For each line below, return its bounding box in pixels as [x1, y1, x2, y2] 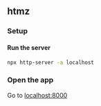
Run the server [7, 43, 50, 51]
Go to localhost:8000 [7, 91, 68, 99]
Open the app [7, 76, 54, 85]
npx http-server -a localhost [7, 59, 95, 66]
